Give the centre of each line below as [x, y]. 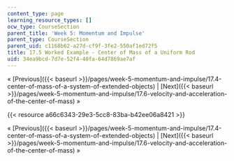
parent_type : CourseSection [48, 40]
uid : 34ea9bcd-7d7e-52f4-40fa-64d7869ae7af [72, 59]
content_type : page [36, 14]
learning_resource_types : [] [50, 20]
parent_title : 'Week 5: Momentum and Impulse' [76, 33]
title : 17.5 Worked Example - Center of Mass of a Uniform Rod [101, 53]
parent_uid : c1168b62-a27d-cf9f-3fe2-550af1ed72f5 [82, 46]
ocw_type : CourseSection [43, 26]
